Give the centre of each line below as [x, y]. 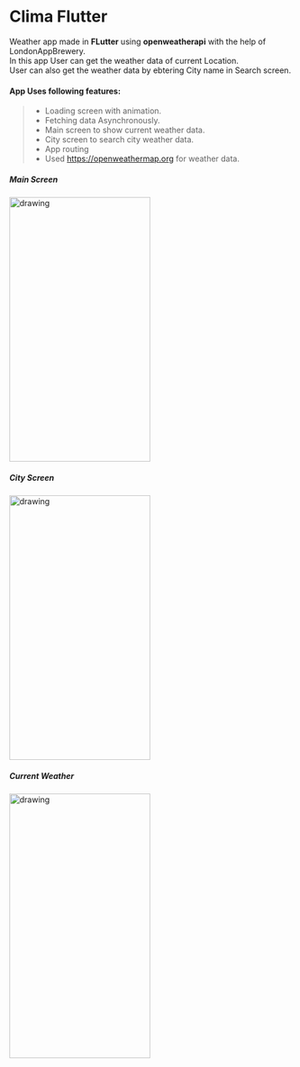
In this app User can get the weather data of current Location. [124, 60]
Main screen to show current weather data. [125, 130]
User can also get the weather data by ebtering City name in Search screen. [150, 70]
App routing [67, 149]
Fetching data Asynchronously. [102, 121]
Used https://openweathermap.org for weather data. [142, 158]
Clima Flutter [59, 17]
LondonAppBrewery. [47, 50]
